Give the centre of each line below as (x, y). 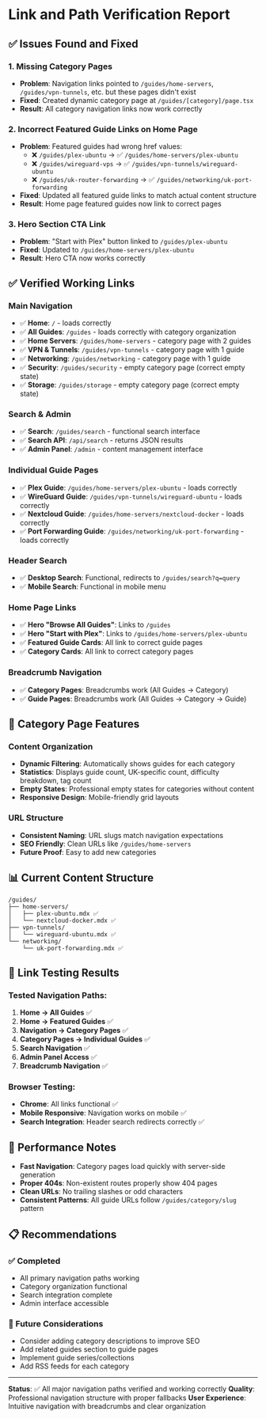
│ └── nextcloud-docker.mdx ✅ (62, 921)
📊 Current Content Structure (81, 878)
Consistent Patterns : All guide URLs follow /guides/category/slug (128, 1200)
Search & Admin (40, 415)
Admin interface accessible (64, 1303)
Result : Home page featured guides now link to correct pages (120, 204)
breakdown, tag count (55, 780)
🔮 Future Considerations (56, 1323)
